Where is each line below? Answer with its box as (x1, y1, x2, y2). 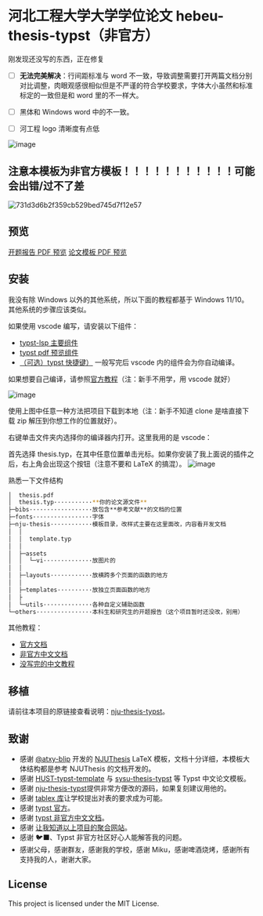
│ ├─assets (8, 550, 47, 558)
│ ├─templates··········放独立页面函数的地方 (8, 586, 151, 594)
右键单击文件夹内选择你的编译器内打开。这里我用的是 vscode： (8, 432, 213, 442)
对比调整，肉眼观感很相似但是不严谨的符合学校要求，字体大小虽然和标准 (19, 81, 253, 90)
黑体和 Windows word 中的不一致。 (19, 107, 134, 116)
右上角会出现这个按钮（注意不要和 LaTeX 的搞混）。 (21, 459, 186, 468)
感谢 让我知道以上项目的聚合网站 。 (19, 823, 131, 832)
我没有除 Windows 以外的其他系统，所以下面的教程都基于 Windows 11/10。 (8, 295, 249, 304)
